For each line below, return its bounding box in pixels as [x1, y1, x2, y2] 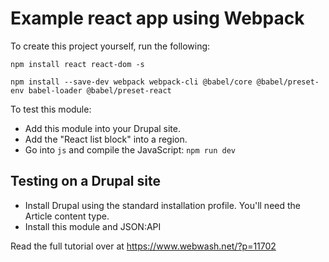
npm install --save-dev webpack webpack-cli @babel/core [10, 77, 253, 87]
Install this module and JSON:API [24, 220, 162, 232]
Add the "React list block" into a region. [24, 133, 188, 145]
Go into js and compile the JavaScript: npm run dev [24, 143, 236, 156]
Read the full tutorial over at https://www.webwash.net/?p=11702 [10, 240, 277, 252]
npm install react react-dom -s [10, 59, 145, 69]
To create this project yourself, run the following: [10, 40, 211, 52]
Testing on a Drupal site [10, 173, 161, 190]
